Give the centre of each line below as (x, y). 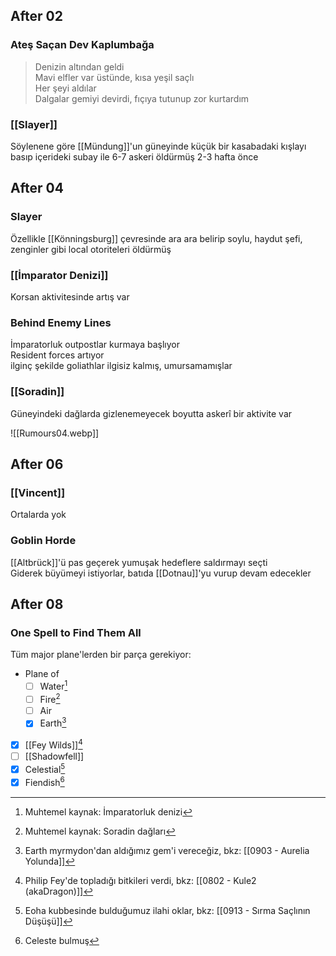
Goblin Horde (43, 541)
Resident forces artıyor (57, 355)
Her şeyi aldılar (65, 88)
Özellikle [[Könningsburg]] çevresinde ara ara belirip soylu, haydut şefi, (156, 238)
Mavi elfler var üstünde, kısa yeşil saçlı (114, 77)
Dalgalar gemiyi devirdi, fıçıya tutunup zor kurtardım (142, 98)
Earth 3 (53, 722)
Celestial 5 (45, 768)
